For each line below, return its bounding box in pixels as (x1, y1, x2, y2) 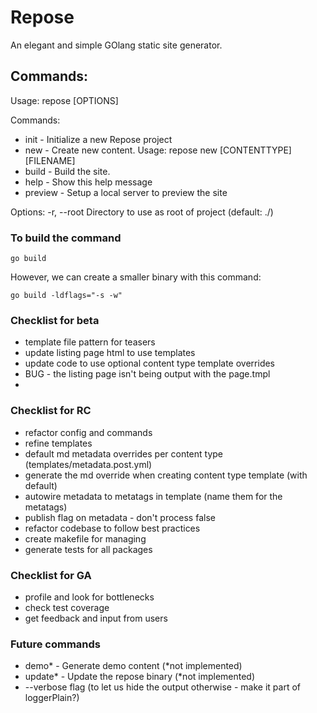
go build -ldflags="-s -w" (10, 291, 123, 301)
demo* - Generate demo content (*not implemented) (24, 660, 243, 672)
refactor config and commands (24, 426, 153, 438)
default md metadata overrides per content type (24, 447, 224, 460)
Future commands (10, 637, 101, 651)
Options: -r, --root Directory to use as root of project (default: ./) (10, 206, 274, 218)
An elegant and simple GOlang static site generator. (10, 39, 223, 51)
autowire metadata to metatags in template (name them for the (24, 490, 283, 502)
